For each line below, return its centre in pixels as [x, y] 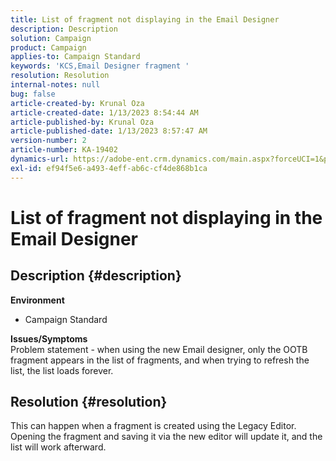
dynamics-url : [40, 159]
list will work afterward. [58, 447]
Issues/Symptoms [49, 338]
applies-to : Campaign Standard [75, 57]
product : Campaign [48, 47]
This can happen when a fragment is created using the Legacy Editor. [153, 426]
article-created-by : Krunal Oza [77, 103]
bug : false [33, 94]
